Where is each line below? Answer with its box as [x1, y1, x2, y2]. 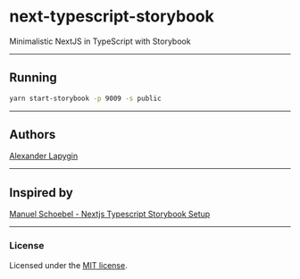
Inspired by [9, 185, 73, 200]
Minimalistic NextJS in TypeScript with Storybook [9, 36, 191, 46]
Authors [9, 127, 56, 142]
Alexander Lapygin [9, 150, 79, 162]
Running [9, 70, 58, 86]
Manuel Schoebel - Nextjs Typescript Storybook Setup [9, 208, 211, 220]
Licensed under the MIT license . [9, 259, 128, 270]
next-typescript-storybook [9, 6, 214, 27]
